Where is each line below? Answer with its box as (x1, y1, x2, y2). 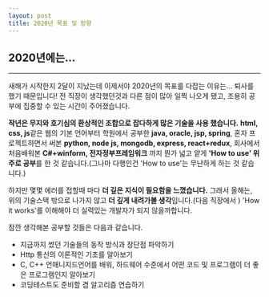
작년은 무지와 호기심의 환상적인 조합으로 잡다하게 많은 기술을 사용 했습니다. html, (8, 118, 259, 128)
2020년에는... (8, 51, 76, 64)
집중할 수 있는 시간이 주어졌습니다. (22, 101, 130, 111)
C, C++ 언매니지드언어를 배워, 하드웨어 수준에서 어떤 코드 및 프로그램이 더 (19, 260, 251, 270)
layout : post (8, 11, 52, 20)
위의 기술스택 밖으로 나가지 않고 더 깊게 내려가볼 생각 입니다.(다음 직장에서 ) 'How (8, 196, 260, 205)
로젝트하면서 (8, 138, 48, 148)
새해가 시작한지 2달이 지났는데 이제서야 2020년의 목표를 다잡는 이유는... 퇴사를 (8, 81, 255, 91)
